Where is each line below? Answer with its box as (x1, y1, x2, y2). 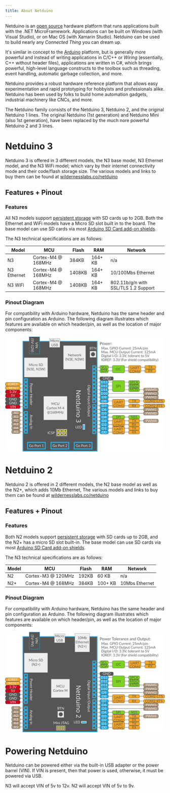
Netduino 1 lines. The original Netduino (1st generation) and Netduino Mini (5, 112, 159, 118)
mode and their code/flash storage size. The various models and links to (5, 168, 156, 174)
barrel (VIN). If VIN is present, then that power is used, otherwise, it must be (5, 768, 163, 774)
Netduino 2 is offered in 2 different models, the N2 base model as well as (5, 481, 157, 487)
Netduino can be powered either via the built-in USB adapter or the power (5, 762, 159, 768)
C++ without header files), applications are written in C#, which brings (5, 60, 152, 66)
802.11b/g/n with (110, 279, 148, 285)
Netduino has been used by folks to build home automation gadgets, (5, 91, 148, 97)
